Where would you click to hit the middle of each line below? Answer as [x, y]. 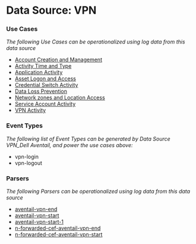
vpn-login [26, 157]
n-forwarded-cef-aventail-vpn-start [59, 234]
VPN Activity [30, 110]
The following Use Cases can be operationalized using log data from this [96, 42]
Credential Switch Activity [46, 85]
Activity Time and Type [43, 66]
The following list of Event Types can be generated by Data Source [88, 139]
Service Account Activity [45, 104]
